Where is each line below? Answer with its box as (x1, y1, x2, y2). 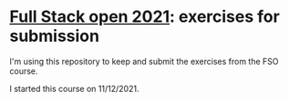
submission (9, 25, 100, 46)
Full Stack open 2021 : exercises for (9, 6, 280, 27)
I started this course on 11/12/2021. (9, 83, 139, 94)
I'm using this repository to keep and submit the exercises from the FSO (9, 56, 280, 66)
